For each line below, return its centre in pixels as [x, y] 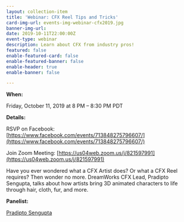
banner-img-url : [26, 28]
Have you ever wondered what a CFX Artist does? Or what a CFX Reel [92, 171]
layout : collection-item [37, 12]
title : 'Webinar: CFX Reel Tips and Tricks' [62, 17]
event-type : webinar [32, 39]
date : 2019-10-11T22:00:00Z [41, 34]
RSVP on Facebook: [31, 129]
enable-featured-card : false [42, 56]
